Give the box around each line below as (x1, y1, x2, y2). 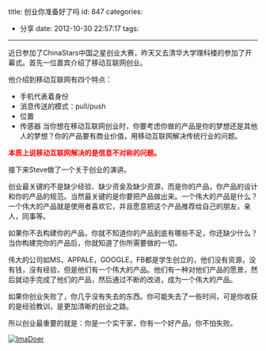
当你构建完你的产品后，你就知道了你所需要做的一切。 (8, 238, 182, 247)
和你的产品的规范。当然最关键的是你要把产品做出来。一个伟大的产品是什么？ (8, 192, 258, 200)
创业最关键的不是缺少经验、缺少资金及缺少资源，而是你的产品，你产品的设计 (8, 181, 258, 191)
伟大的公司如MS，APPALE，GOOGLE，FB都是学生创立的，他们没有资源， (8, 255, 249, 264)
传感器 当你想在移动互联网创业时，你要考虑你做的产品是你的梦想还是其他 (19, 121, 258, 131)
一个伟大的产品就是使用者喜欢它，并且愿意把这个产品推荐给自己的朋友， (8, 201, 244, 211)
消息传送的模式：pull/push (19, 101, 106, 111)
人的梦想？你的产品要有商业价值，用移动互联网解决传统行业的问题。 (19, 132, 242, 140)
